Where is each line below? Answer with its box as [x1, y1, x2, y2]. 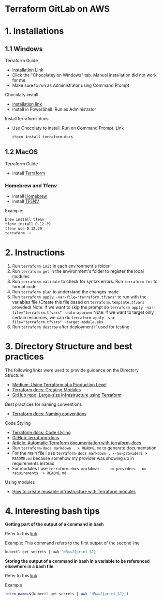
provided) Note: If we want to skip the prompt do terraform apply [12, 304, 143, 310]
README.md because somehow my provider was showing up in [12, 455, 134, 461]
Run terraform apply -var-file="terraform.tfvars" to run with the [12, 294, 147, 300]
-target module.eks [64, 320, 103, 324]
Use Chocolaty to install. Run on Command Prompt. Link [12, 125, 124, 131]
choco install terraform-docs [12, 135, 74, 139]
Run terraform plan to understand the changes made [12, 289, 119, 294]
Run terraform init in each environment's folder [12, 263, 110, 269]
